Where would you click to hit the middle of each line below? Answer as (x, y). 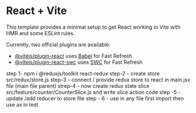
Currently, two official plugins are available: (58, 44)
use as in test (22, 104)
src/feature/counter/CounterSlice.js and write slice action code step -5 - (93, 92)
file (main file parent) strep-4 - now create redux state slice (78, 85)
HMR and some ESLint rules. (40, 33)
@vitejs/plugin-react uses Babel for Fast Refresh (73, 56)
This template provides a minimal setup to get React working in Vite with (93, 27)
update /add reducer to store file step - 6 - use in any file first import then (95, 98)
